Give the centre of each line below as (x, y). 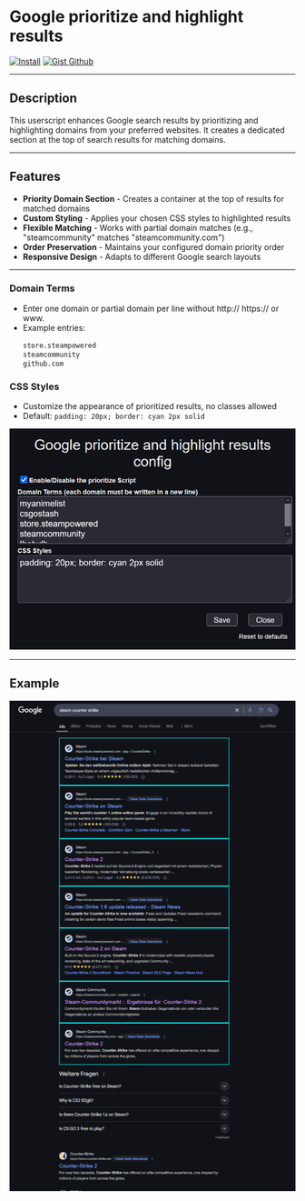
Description (43, 99)
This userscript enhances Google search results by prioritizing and (134, 120)
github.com (43, 364)
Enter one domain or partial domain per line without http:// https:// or (151, 308)
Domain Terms (42, 288)
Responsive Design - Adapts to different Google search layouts (142, 256)
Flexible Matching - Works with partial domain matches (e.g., (138, 227)
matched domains (56, 208)
